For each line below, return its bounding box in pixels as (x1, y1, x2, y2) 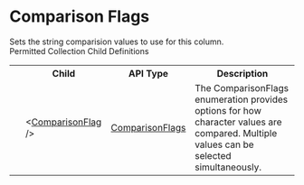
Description (216, 67, 269, 79)
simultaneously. (194, 161, 262, 173)
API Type (128, 67, 169, 79)
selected (194, 149, 233, 162)
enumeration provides (194, 93, 289, 106)
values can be (194, 138, 255, 151)
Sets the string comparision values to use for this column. (9, 36, 224, 47)
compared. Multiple (194, 126, 278, 139)
